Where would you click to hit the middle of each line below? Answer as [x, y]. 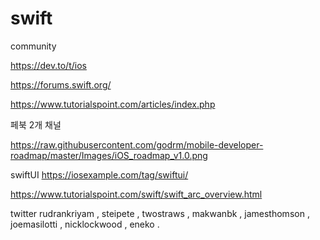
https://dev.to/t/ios [48, 65]
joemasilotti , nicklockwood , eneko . [85, 224]
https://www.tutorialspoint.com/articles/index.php [113, 104]
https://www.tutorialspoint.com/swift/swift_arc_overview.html [136, 194]
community [33, 46]
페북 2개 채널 [36, 124]
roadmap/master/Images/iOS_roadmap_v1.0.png [109, 155]
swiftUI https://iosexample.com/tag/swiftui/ [99, 174]
